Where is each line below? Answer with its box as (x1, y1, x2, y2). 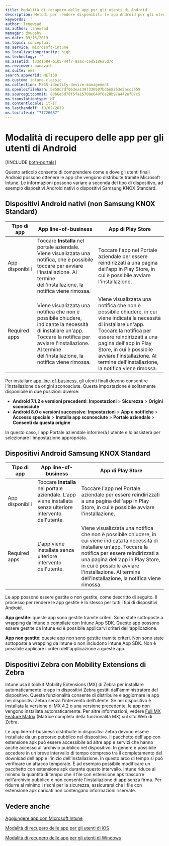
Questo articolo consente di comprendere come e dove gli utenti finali (5, 169, 150, 175)
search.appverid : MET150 (5, 73, 57, 78)
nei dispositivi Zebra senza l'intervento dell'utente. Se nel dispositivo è (5, 698, 151, 704)
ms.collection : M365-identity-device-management (5, 82, 109, 87)
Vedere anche (5, 802, 50, 810)
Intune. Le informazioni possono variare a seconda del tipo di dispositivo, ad (5, 180, 163, 186)
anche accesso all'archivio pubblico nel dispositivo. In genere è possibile (5, 745, 156, 751)
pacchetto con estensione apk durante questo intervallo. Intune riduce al (5, 766, 156, 772)
